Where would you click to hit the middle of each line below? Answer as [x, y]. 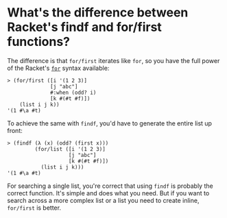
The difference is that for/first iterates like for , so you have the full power [113, 60]
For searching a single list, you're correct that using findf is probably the [110, 186]
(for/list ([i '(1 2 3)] [70, 149]
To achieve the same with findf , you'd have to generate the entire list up [110, 123]
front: [15, 130]
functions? [39, 42]
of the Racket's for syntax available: [58, 68]
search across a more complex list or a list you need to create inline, [103, 200]
